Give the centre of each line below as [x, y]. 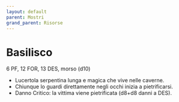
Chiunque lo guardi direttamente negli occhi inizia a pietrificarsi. [94, 86]
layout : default [26, 12]
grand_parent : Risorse [35, 23]
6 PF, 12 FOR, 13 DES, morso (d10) [48, 69]
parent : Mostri [25, 17]
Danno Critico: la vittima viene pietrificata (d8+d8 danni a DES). [93, 93]
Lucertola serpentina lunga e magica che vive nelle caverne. [89, 81]
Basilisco [29, 52]
